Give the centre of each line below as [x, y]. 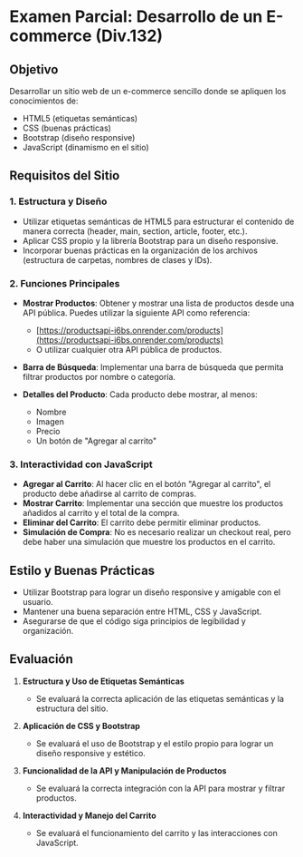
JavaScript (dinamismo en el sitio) [85, 147]
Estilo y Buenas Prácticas [82, 570]
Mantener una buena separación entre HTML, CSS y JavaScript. [142, 612]
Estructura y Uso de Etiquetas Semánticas [104, 681]
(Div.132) [129, 36]
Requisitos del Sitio [65, 175]
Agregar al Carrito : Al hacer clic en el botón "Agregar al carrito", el [147, 484]
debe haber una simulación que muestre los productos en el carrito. [149, 542]
